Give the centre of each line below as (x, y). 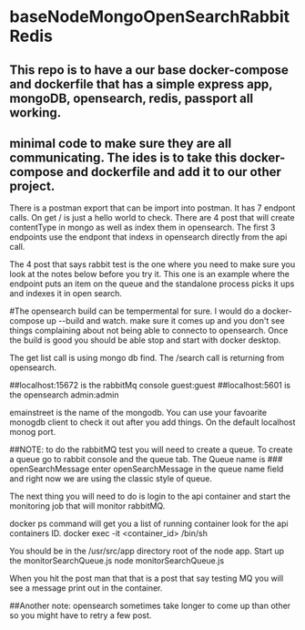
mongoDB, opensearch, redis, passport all (131, 98)
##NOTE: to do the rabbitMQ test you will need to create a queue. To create (151, 449)
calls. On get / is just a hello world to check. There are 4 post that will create (152, 218)
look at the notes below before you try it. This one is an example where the (149, 274)
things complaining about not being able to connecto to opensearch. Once (149, 331)
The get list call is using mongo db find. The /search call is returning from (147, 358)
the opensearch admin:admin (64, 395)
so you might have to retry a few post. (81, 615)
